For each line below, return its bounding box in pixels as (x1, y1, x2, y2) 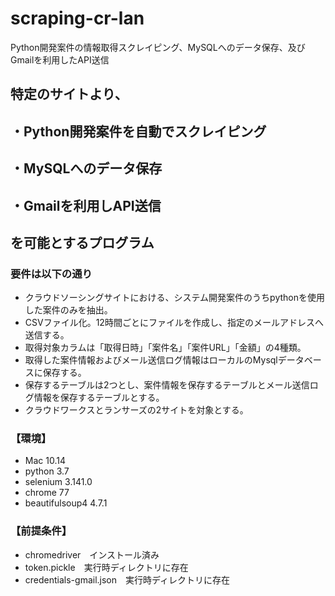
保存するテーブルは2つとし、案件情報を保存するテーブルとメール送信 (24, 379, 310, 391)
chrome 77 (24, 487, 70, 499)
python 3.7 (24, 465, 70, 477)
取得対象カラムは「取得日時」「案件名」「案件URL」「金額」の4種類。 (24, 342, 307, 354)
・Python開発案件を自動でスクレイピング (10, 123, 267, 140)
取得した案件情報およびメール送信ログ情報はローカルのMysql (24, 354, 278, 366)
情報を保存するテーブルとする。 (33, 392, 165, 404)
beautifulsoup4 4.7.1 (24, 497, 108, 509)
